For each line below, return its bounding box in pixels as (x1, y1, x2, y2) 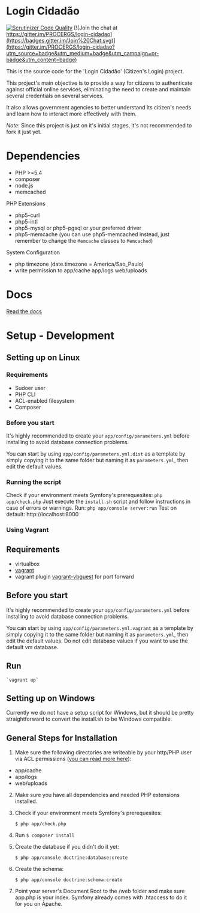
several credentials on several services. (6, 92, 104, 99)
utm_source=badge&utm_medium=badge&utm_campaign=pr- (6, 49, 159, 56)
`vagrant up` (6, 677, 39, 683)
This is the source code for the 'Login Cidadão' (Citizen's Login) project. (6, 67, 184, 75)
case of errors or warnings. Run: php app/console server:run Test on (6, 504, 177, 511)
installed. (14, 798, 38, 805)
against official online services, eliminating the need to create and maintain (6, 85, 191, 93)
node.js (14, 182, 34, 189)
